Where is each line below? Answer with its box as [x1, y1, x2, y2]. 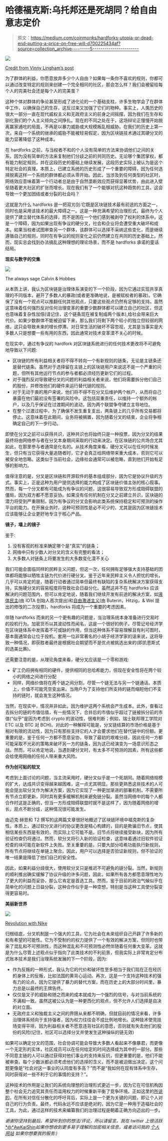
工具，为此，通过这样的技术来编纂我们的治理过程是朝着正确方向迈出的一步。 [5, 1107, 163, 1113]
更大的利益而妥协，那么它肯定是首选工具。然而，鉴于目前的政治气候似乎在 [9, 877, 163, 883]
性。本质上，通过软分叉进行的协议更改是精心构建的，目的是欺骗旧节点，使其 [5, 822, 163, 829]
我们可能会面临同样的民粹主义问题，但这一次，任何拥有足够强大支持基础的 [5, 566, 158, 572]
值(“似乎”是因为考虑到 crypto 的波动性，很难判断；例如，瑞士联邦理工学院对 [5, 715, 162, 721]
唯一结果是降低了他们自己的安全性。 [5, 854, 80, 860]
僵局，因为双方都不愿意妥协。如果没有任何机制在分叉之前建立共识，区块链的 [5, 492, 163, 498]
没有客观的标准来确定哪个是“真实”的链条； [12, 543, 100, 549]
